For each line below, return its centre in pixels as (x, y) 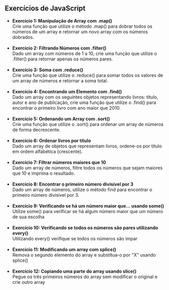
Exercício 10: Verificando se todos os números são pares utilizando (85, 227)
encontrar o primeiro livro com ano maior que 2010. (66, 108)
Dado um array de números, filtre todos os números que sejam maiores (87, 168)
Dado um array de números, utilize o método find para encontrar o (82, 190)
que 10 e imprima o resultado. (44, 173)
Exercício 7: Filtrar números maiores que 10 (59, 162)
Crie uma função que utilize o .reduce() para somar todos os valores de (88, 75)
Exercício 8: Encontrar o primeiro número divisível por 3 (73, 184)
